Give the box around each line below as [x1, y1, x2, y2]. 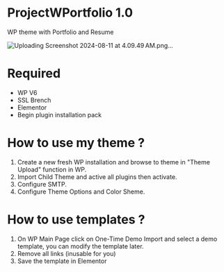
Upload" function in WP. [17, 165, 87, 173]
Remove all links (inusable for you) [17, 249, 116, 257]
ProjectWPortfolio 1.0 [7, 5, 134, 21]
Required [7, 66, 61, 81]
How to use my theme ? [7, 135, 145, 151]
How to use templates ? [7, 212, 145, 227]
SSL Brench [17, 96, 51, 104]
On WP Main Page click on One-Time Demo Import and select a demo [17, 235, 218, 243]
